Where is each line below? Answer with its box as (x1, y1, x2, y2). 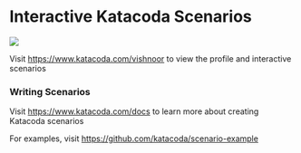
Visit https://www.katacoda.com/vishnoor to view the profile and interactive (9, 53, 292, 64)
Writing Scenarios (9, 85, 91, 98)
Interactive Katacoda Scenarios (9, 6, 252, 27)
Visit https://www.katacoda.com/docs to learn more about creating (9, 106, 259, 117)
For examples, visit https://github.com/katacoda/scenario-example (9, 133, 258, 144)
